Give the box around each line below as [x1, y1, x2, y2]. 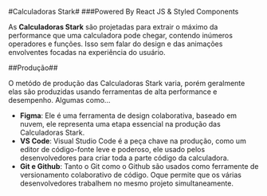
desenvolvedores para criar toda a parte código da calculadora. [19, 153, 230, 163]
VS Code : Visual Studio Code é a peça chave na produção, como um [19, 136, 247, 146]
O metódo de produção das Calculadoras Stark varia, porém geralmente [8, 79, 245, 88]
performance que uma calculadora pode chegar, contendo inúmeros [8, 31, 234, 40]
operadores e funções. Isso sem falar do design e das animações [8, 39, 223, 49]
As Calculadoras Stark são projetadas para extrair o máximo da [8, 22, 218, 31]
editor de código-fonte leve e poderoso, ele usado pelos [19, 145, 206, 154]
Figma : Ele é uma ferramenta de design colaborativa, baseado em [19, 111, 238, 120]
